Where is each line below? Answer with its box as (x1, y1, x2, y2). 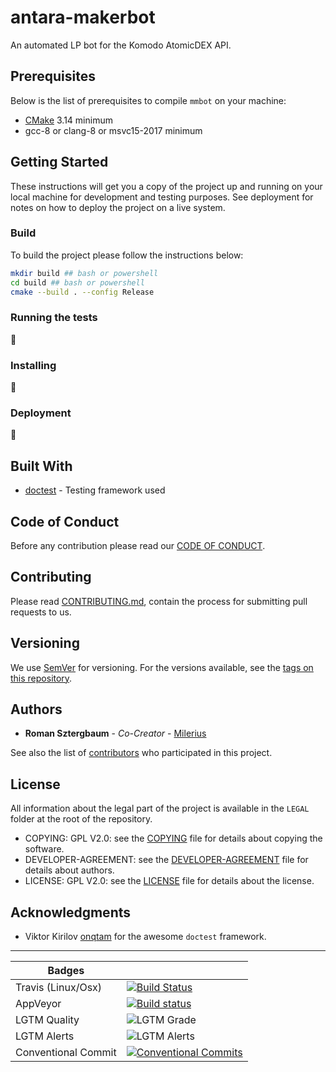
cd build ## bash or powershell (10, 277, 145, 288)
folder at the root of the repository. (10, 813, 153, 825)
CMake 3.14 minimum (24, 114, 113, 126)
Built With (10, 457, 73, 475)
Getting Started (10, 154, 109, 171)
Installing (10, 358, 57, 372)
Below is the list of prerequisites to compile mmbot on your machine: (10, 94, 287, 106)
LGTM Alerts (15, 1029, 75, 1043)
